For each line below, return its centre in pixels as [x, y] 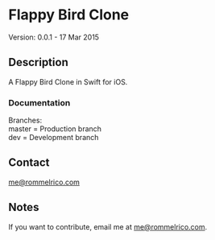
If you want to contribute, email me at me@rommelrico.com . [108, 226]
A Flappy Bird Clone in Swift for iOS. [68, 81]
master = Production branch [55, 129]
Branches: [25, 120]
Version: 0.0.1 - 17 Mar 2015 [54, 37]
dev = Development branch [54, 138]
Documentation [39, 102]
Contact [29, 163]
